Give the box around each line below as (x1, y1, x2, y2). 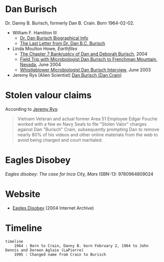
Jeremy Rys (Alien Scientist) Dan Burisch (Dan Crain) (12, 72, 122, 78)
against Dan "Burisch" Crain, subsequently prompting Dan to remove (17, 126, 159, 132)
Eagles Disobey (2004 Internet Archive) (12, 205, 94, 211)
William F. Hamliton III (12, 29, 57, 35)
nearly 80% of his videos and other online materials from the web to (17, 131, 158, 138)
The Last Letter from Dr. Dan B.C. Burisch (19, 40, 105, 46)
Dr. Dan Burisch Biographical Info (19, 35, 88, 41)
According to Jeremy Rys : (5, 106, 59, 112)
